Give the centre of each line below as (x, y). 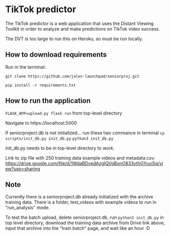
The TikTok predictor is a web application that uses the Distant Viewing (79, 23)
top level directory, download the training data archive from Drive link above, (85, 223)
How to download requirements (56, 55)
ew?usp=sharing (23, 168)
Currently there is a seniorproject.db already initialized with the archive (79, 197)
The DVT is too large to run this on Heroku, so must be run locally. (74, 39)
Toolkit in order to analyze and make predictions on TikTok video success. (83, 28)
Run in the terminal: (26, 67)
